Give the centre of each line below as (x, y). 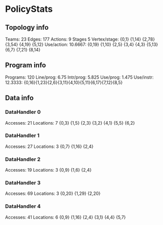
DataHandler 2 (23, 159)
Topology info (27, 27)
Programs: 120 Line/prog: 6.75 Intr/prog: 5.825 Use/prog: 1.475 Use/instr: (80, 77)
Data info (19, 98)
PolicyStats (29, 9)
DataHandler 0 (23, 112)
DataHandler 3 (23, 183)
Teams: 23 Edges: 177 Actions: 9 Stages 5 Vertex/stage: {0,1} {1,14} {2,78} (80, 39)
